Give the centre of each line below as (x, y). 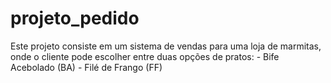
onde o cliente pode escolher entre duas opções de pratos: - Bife (145, 56)
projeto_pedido (75, 18)
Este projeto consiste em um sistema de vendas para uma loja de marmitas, (166, 46)
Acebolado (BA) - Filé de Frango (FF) (86, 67)
